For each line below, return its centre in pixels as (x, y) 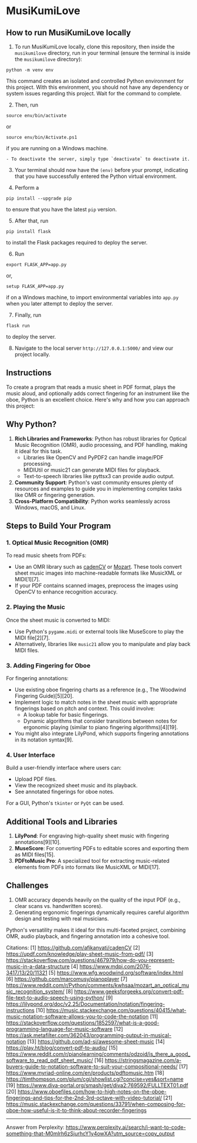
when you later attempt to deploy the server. (60, 304)
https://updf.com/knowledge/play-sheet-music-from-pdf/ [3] (80, 954)
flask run (18, 326)
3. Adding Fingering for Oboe (48, 665)
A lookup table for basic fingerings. (66, 714)
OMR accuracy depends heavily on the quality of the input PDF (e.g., (97, 900)
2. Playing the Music (36, 607)
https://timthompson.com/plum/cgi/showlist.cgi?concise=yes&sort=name (95, 1079)
